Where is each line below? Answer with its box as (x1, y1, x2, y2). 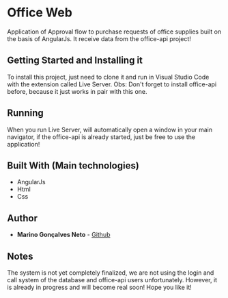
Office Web (7, 5, 73, 21)
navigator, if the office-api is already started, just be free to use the (7, 132, 196, 141)
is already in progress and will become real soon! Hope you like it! (7, 283, 193, 291)
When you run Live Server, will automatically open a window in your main (7, 125, 213, 134)
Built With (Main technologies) (7, 160, 140, 171)
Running (7, 108, 44, 119)
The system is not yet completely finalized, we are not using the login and (7, 269, 214, 277)
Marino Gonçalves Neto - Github (16, 231, 111, 239)
